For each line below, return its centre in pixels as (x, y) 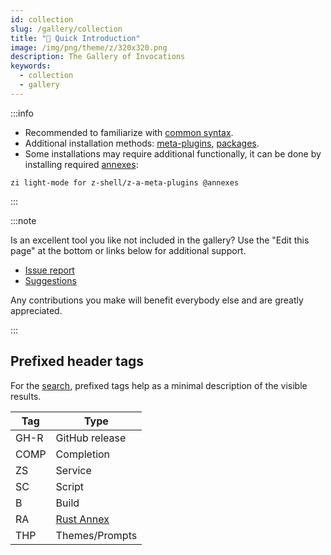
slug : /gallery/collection (66, 29)
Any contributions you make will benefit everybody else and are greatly (157, 300)
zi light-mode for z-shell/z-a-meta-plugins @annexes (125, 182)
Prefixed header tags (77, 361)
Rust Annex (82, 519)
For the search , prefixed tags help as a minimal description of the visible (159, 385)
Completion (83, 454)
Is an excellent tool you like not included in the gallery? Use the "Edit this (160, 240)
